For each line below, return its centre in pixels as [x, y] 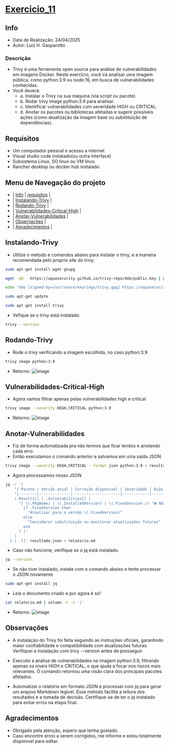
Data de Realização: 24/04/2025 [46, 40]
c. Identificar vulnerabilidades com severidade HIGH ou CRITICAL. [89, 107]
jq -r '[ [14, 485]
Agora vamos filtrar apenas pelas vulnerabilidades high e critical [79, 399]
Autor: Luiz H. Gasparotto [39, 45]
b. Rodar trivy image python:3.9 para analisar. [67, 101]
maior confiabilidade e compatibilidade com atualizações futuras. [80, 645]
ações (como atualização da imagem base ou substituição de [83, 117]
